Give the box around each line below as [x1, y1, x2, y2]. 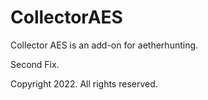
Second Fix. [10, 58, 60, 70]
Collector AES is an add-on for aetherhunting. [10, 39, 199, 51]
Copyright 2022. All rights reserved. [10, 77, 158, 90]
